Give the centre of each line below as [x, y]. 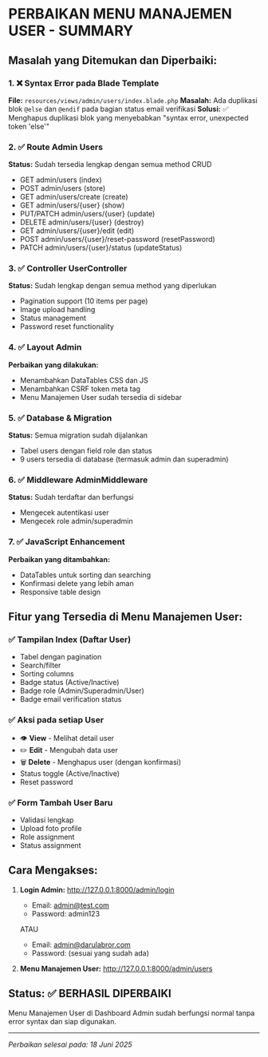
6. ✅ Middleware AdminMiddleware [78, 480]
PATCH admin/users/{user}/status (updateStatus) [101, 247]
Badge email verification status [71, 699]
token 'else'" [29, 126]
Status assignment [50, 845]
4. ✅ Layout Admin [45, 347]
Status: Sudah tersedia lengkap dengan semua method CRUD [110, 164]
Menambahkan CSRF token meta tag [80, 389]
